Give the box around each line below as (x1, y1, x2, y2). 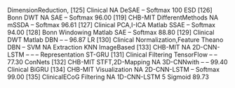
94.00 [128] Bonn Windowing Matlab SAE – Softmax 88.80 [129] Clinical (7, 28, 215, 36)
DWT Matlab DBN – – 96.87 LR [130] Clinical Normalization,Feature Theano (7, 36, 224, 44)
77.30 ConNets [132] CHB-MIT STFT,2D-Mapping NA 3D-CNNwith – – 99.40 (7, 58, 228, 66)
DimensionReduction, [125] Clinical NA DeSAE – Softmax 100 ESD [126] (7, 6, 213, 14)
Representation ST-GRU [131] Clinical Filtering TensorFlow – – (40, 50, 217, 59)
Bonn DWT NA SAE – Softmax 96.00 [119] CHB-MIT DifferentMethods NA (7, 13, 219, 22)
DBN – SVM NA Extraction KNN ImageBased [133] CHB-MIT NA (7, 43, 191, 51)
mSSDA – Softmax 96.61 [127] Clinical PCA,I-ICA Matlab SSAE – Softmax (7, 21, 216, 29)
